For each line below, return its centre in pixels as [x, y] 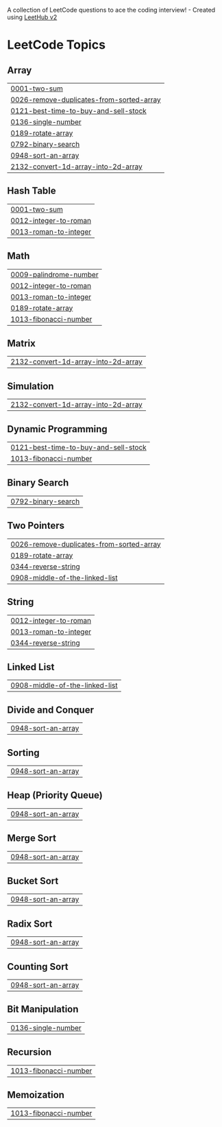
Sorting [23, 753]
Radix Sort [30, 924]
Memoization [36, 1095]
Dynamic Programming [57, 429]
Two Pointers [36, 526]
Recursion [29, 1052]
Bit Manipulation [43, 1009]
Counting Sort [38, 966]
